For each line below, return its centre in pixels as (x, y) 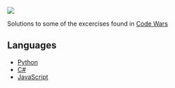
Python (27, 62)
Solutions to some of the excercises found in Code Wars (87, 24)
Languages (32, 45)
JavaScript (33, 77)
